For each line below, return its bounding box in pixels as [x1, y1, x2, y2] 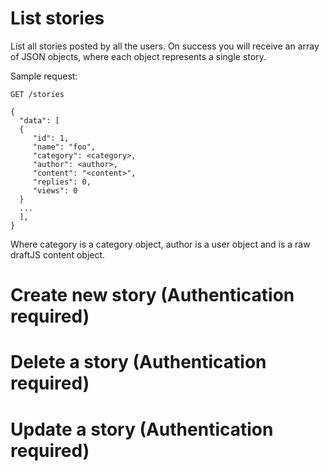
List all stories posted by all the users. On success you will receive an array [10, 40, 320, 52]
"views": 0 [32, 185, 78, 196]
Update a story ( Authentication [10, 418, 274, 441]
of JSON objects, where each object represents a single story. [10, 50, 267, 62]
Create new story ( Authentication [10, 284, 295, 307]
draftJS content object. [10, 248, 106, 261]
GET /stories [10, 89, 65, 99]
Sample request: [10, 70, 78, 82]
